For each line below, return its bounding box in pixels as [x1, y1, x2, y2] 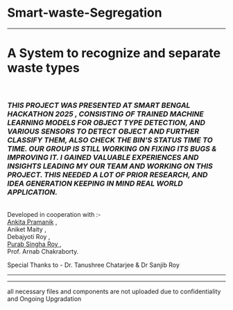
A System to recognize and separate [7, 45, 221, 61]
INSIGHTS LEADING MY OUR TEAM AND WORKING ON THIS [7, 161, 214, 171]
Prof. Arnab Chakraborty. [7, 247, 79, 256]
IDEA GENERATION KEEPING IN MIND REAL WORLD [7, 179, 183, 188]
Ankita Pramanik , [7, 218, 58, 227]
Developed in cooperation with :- [7, 211, 101, 219]
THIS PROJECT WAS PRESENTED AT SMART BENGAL [7, 100, 191, 110]
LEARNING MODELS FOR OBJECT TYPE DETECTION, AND [7, 117, 206, 127]
